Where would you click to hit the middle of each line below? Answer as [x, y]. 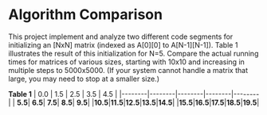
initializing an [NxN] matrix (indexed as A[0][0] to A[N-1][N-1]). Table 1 [123, 44]
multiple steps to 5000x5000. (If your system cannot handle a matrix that [128, 70]
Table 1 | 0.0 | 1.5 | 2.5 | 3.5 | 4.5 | [63, 94]
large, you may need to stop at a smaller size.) [84, 79]
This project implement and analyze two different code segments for [121, 36]
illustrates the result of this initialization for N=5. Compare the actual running [133, 53]
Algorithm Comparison [86, 15]
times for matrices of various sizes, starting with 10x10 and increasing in [127, 62]
